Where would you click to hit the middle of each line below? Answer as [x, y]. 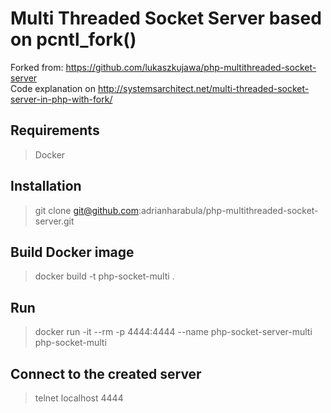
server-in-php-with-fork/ [61, 99]
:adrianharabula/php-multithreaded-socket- [228, 210]
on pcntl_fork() [73, 39]
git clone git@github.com [86, 210]
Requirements [55, 130]
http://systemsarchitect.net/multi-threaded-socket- [203, 88]
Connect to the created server [106, 373]
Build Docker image [72, 252]
